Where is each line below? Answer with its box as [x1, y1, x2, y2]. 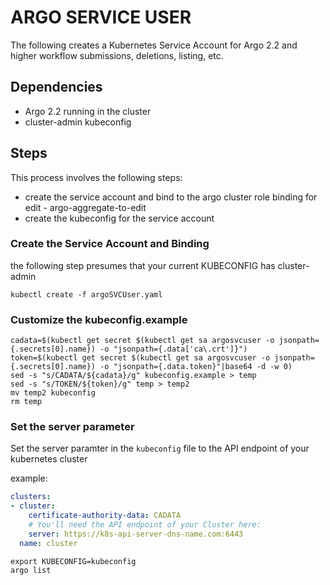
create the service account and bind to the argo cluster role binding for [24, 191, 318, 203]
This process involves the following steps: [10, 171, 183, 183]
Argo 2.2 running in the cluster [24, 105, 152, 117]
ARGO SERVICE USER [10, 6, 192, 29]
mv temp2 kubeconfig [10, 388, 97, 398]
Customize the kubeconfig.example [10, 312, 188, 326]
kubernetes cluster [10, 453, 88, 465]
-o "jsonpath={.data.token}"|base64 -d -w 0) [99, 362, 293, 372]
